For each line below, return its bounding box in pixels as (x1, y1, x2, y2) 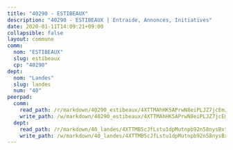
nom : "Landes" (13, 74, 54, 82)
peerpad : (7, 94, 33, 101)
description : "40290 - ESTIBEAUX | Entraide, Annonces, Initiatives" (7, 17, 213, 24)
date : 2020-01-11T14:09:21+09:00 (7, 23, 104, 30)
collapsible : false (7, 29, 64, 37)
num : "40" (13, 87, 42, 94)
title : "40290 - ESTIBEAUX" (7, 10, 89, 17)
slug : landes (13, 81, 51, 88)
